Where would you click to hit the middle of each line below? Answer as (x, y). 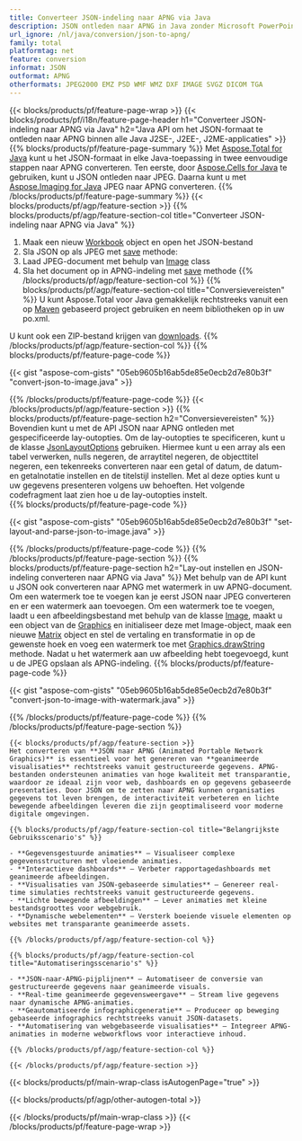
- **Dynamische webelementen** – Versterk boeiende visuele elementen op (151, 916)
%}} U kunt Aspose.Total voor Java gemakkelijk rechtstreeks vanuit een (155, 299)
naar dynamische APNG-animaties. (72, 1003)
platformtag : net (42, 51)
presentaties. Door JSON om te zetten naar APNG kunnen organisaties (142, 790)
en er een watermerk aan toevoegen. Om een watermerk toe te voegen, (142, 606)
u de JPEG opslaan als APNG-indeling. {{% (89, 663)
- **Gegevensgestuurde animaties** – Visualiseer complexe (122, 853)
